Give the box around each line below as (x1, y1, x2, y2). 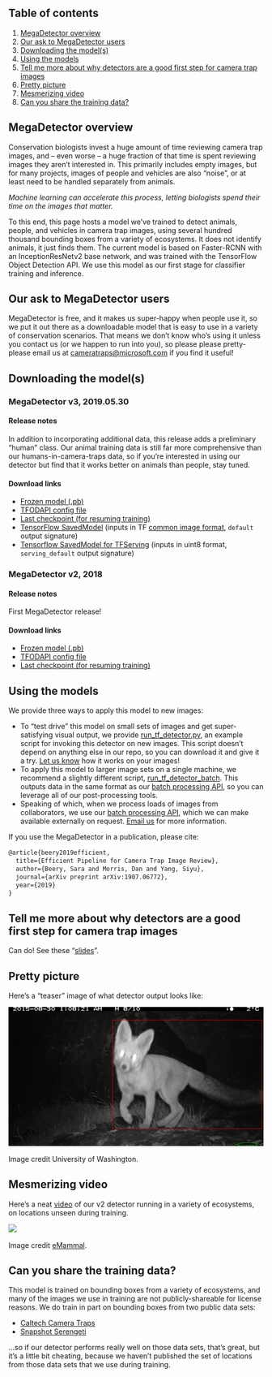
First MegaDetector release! (8, 606, 102, 616)
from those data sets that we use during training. (8, 1360, 172, 1370)
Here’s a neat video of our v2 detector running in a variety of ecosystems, (8, 1199, 255, 1209)
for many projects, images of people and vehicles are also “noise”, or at (8, 168, 247, 178)
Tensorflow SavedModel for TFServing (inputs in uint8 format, (19, 540, 227, 550)
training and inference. (8, 268, 84, 278)
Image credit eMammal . (8, 1240, 87, 1250)
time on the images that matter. (8, 201, 113, 210)
